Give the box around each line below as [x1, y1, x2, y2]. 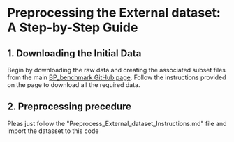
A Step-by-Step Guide [7, 19, 138, 35]
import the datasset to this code [7, 127, 99, 135]
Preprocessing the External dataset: [7, 5, 221, 21]
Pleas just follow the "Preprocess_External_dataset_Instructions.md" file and [7, 119, 227, 127]
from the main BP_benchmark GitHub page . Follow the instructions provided [7, 73, 226, 81]
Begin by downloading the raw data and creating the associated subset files [7, 66, 226, 74]
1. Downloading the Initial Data [7, 47, 142, 59]
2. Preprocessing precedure [7, 101, 131, 113]
